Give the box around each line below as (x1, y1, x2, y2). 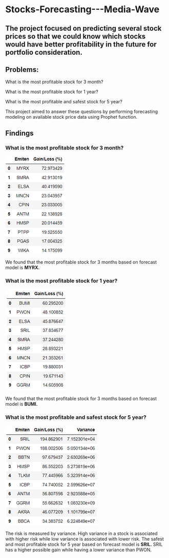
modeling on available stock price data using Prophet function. (5, 114, 137, 120)
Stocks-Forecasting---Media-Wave (5, 4, 160, 15)
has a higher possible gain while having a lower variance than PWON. (5, 546, 152, 553)
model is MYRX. (5, 264, 40, 271)
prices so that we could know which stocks (5, 32, 146, 40)
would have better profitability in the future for (5, 40, 157, 49)
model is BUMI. (5, 401, 38, 407)
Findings (5, 129, 34, 138)
